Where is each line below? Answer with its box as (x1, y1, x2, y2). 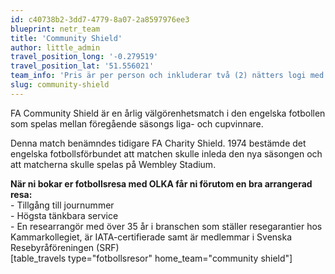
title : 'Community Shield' (10, 33, 123, 43)
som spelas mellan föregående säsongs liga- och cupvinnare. (10, 117, 264, 130)
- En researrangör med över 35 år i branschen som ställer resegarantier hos (10, 220, 323, 232)
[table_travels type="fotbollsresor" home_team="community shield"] (10, 252, 293, 264)
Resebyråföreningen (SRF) (10, 241, 120, 253)
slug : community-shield (10, 80, 110, 90)
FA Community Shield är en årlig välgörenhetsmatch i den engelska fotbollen (10, 107, 326, 119)
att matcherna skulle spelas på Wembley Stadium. (10, 158, 217, 170)
